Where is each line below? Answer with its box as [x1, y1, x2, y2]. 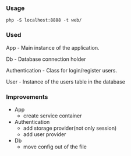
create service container [23, 112, 82, 119]
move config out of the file [23, 143, 87, 150]
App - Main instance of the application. [6, 44, 100, 51]
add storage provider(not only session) [23, 124, 117, 131]
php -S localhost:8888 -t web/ [6, 18, 82, 23]
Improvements [6, 92, 48, 100]
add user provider [23, 130, 66, 138]
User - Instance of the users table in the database [6, 78, 125, 85]
